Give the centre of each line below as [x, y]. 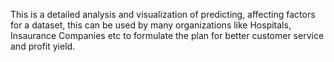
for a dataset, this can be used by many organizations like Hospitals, [151, 25]
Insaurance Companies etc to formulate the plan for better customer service [167, 35]
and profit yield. [43, 46]
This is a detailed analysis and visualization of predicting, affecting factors [163, 14]
